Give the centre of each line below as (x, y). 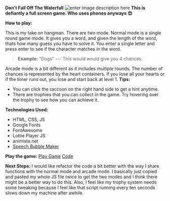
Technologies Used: (27, 110)
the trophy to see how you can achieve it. (55, 100)
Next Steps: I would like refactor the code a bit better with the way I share (82, 166)
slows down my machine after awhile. (45, 193)
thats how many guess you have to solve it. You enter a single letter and (80, 44)
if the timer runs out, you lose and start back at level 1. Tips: (68, 79)
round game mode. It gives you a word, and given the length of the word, (81, 38)
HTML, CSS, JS (29, 119)
